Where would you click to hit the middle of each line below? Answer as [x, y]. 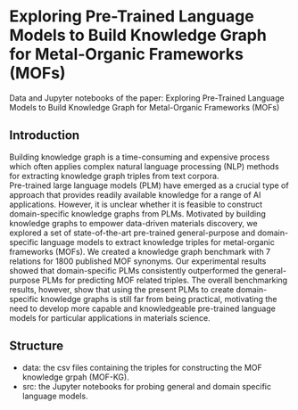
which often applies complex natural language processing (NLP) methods [144, 166]
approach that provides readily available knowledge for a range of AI [135, 194]
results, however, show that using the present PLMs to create [122, 289]
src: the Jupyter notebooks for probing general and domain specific [147, 386]
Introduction [45, 135]
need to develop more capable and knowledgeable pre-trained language [143, 308]
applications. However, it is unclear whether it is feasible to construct [136, 204]
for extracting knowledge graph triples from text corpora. [114, 176]
